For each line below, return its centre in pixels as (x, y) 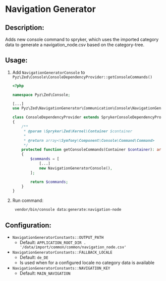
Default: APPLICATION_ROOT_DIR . (53, 242)
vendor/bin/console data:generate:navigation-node (68, 210)
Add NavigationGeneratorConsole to (49, 72)
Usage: (17, 60)
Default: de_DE (34, 257)
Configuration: (28, 225)
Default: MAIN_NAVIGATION (45, 273)
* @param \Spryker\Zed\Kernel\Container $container (78, 131)
